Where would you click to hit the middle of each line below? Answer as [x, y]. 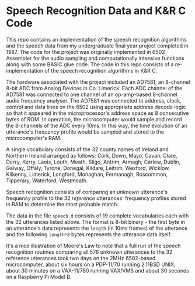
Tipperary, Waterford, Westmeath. [47, 181]
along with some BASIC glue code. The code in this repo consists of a [90, 64]
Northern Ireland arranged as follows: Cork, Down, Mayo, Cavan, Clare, [92, 155]
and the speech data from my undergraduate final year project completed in [97, 46]
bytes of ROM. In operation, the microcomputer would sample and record [94, 119]
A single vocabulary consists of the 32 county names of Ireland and [88, 149]
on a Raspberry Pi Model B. [39, 277]
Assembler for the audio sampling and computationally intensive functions [95, 58]
